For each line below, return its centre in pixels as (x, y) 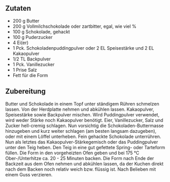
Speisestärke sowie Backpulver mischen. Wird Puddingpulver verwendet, (82, 114)
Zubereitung (26, 92)
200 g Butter (26, 21)
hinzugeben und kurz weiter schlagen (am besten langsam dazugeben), (81, 131)
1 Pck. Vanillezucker (33, 64)
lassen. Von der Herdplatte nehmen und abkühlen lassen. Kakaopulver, (80, 109)
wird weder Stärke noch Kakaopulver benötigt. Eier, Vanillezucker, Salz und (84, 120)
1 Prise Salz (25, 70)
